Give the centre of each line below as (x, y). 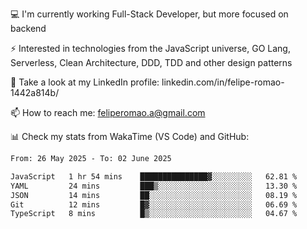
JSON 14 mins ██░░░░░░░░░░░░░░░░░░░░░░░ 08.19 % (154, 195)
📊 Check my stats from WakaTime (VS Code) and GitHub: (130, 136)
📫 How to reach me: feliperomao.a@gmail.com (108, 112)
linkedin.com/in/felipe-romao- (223, 82)
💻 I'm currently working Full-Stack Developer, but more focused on (149, 14)
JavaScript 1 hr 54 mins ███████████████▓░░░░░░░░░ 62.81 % (154, 176)
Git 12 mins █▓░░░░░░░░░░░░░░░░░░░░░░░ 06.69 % (154, 204)
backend (28, 28)
